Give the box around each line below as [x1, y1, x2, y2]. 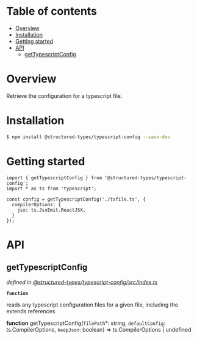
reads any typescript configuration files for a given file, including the [6, 301, 179, 308]
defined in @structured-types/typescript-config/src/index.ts [6, 278, 158, 286]
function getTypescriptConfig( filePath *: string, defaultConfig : [6, 319, 166, 327]
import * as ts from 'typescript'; [6, 185, 97, 192]
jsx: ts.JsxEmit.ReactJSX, [17, 207, 86, 213]
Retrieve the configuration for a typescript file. [6, 92, 123, 99]
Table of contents [6, 4, 98, 18]
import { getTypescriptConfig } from [6, 174, 102, 181]
